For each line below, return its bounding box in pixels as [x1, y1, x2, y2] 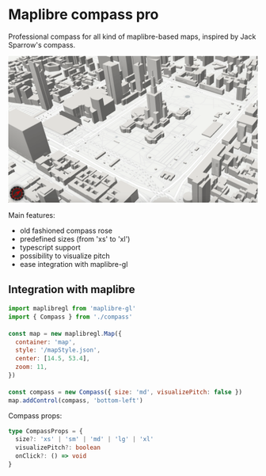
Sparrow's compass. [8, 40, 76, 49]
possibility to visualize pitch [19, 251, 110, 261]
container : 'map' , [15, 338, 77, 346]
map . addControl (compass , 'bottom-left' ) [8, 396, 144, 405]
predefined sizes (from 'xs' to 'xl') [19, 234, 131, 244]
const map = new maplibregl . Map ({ [8, 329, 123, 337]
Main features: [8, 211, 55, 220]
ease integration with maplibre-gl [19, 260, 128, 269]
